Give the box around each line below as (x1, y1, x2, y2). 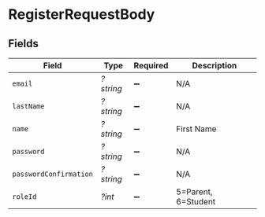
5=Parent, (176, 186, 213, 197)
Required (133, 61, 169, 71)
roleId (12, 193, 37, 201)
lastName (12, 102, 45, 111)
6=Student (176, 197, 216, 207)
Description (192, 61, 237, 71)
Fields (8, 37, 39, 50)
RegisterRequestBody (8, 6, 155, 24)
